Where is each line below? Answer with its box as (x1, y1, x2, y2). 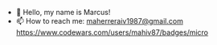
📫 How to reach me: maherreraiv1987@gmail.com (15, 17, 183, 25)
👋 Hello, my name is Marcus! (15, 8, 111, 17)
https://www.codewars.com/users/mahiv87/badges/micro (15, 28, 209, 37)
